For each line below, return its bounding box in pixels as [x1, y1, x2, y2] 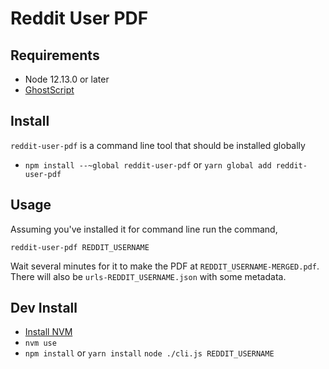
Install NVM [24, 326, 73, 338]
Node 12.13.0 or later [24, 73, 110, 85]
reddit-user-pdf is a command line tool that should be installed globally [10, 139, 306, 151]
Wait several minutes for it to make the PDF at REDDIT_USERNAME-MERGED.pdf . [10, 260, 320, 272]
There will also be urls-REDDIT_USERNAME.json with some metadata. [10, 270, 287, 282]
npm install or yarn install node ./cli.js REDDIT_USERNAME [24, 347, 275, 359]
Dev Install [10, 300, 78, 317]
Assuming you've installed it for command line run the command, [10, 223, 278, 235]
